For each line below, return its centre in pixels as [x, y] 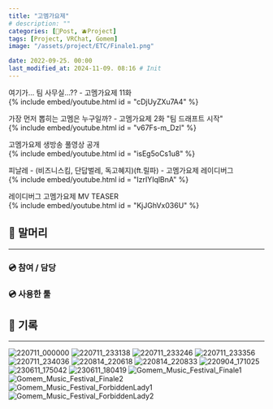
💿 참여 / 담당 [32, 268]
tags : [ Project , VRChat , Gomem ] [63, 39]
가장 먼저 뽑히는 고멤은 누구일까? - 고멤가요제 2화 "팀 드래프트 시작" [116, 118]
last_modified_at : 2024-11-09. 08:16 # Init [85, 69]
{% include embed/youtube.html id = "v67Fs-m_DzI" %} [102, 128]
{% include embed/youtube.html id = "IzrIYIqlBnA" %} [99, 179]
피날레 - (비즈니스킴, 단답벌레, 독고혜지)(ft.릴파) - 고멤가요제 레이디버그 [121, 170]
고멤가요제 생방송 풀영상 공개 [54, 144]
